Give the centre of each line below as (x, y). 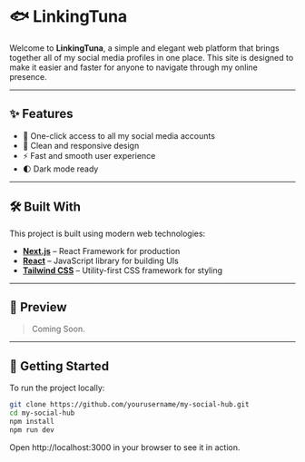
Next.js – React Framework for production (101, 251)
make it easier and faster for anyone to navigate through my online (134, 67)
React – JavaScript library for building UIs (100, 260)
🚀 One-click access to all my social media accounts (119, 135)
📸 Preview (38, 307)
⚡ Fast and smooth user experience (89, 155)
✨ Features (41, 114)
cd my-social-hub (42, 413)
